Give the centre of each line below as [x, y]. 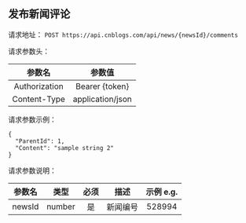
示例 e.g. [162, 192]
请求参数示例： [32, 119]
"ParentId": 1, [40, 141]
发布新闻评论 [39, 14]
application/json [102, 99]
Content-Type [39, 99]
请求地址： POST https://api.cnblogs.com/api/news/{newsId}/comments [123, 35]
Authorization [39, 86]
